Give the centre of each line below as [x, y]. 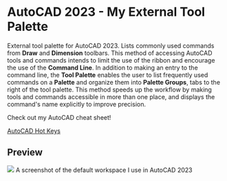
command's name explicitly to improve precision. [77, 104]
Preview [25, 152]
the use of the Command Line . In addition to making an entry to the [102, 67]
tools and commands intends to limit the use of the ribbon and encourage [111, 60]
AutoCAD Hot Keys [34, 131]
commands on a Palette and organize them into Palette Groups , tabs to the [114, 82]
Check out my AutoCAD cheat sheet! [59, 117]
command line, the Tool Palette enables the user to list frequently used [108, 75]
